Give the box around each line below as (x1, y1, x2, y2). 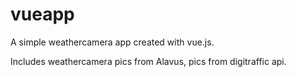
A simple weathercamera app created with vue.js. (10, 36, 215, 48)
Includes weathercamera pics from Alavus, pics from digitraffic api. (10, 55, 287, 67)
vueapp (10, 3, 75, 26)
